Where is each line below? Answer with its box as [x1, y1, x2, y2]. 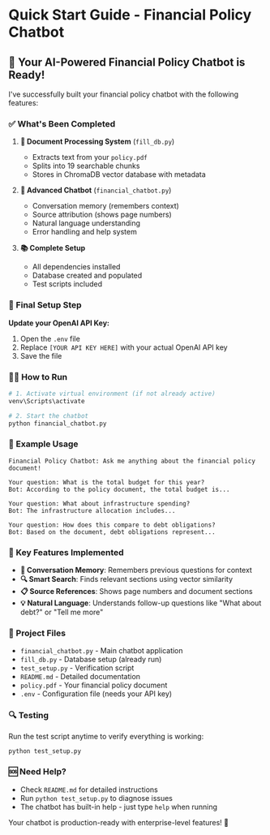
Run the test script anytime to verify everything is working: [8, 731, 204, 741]
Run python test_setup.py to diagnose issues [19, 793, 173, 803]
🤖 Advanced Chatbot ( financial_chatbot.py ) [19, 185, 172, 196]
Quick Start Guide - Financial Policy [8, 6, 252, 24]
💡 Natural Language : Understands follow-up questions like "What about [19, 598, 262, 608]
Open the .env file [19, 334, 81, 343]
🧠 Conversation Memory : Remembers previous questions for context [19, 565, 253, 575]
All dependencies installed [32, 262, 121, 272]
